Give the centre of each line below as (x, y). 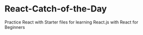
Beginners (15, 27)
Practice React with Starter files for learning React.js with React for (71, 22)
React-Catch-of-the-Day (56, 9)
